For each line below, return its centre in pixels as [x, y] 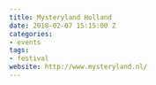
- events [25, 42]
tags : [19, 50]
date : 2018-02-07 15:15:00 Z [63, 26]
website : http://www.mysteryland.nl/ [78, 67]
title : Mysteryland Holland [61, 17]
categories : [31, 34]
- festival [29, 58]
